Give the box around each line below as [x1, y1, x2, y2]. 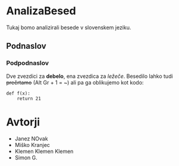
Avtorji [6, 115, 40, 129]
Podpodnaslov [6, 59, 49, 67]
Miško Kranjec [14, 141, 51, 148]
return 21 [17, 95, 42, 102]
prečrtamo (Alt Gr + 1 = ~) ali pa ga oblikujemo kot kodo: [6, 79, 144, 86]
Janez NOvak [14, 135, 49, 142]
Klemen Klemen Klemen [14, 148, 74, 155]
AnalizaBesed [6, 4, 76, 18]
